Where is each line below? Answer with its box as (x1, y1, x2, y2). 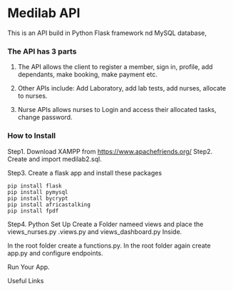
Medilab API (7, 5, 81, 21)
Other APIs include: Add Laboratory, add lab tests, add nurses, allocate (17, 84, 227, 93)
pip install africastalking (7, 201, 91, 208)
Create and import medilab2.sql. (7, 155, 102, 163)
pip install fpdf (7, 207, 59, 215)
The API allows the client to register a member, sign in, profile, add (17, 63, 213, 71)
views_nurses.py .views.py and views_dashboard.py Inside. (7, 227, 182, 236)
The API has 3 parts (7, 46, 77, 56)
